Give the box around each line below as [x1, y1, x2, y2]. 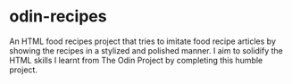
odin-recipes [9, 6, 107, 27]
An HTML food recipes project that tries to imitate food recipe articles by [9, 36, 277, 46]
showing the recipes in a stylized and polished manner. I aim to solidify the [9, 45, 284, 55]
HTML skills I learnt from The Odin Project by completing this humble [9, 55, 263, 65]
